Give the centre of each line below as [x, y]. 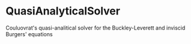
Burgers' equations [29, 34]
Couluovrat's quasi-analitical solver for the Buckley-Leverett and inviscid [95, 28]
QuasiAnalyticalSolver [63, 11]
